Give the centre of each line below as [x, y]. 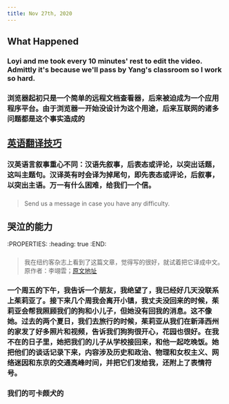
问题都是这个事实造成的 [46, 119]
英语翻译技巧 [34, 143]
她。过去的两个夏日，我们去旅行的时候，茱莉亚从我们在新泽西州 [113, 321]
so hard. [21, 78]
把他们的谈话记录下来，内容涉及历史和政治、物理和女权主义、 [110, 352]
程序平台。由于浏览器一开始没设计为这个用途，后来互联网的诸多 [113, 108]
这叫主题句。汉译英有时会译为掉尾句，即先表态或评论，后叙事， [113, 175]
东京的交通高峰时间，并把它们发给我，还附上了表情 [120, 363]
